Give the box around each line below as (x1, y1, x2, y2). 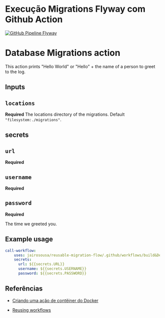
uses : (14, 253, 26, 258)
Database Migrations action (5, 48, 120, 58)
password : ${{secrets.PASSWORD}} (18, 271, 87, 276)
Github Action (5, 14, 63, 25)
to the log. (5, 69, 26, 75)
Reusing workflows (12, 307, 51, 313)
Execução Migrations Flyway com (5, 3, 146, 15)
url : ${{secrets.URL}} (18, 262, 65, 267)
